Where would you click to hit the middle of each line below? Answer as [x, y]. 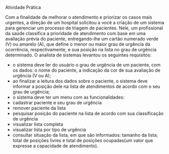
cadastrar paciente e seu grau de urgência [57, 103]
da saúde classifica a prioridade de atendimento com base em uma [76, 33]
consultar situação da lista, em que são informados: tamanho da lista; [85, 135]
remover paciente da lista [39, 108]
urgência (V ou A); [32, 75]
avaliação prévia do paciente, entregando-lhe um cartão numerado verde [82, 39]
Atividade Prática [23, 7]
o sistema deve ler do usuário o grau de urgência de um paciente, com [87, 65]
